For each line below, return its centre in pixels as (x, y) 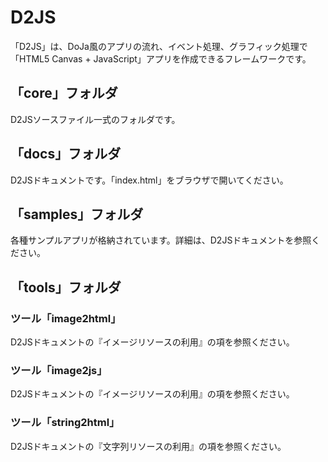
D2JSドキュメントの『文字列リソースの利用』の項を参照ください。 (148, 446)
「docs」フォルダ (66, 154)
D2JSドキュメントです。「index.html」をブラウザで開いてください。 (149, 180)
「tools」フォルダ (66, 287)
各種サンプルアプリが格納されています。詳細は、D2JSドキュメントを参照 (161, 240)
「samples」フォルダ (77, 214)
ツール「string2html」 (65, 423)
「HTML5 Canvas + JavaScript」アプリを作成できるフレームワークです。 (161, 58)
